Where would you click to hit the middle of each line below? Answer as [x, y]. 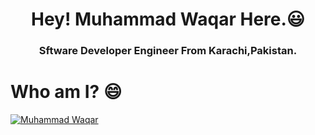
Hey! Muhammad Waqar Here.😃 [168, 19]
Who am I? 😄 [66, 92]
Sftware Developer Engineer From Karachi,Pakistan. [168, 51]
